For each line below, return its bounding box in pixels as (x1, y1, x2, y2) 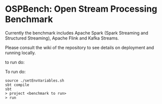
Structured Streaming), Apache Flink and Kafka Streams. (5, 35, 119, 41)
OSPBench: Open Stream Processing (5, 3, 158, 15)
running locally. (5, 50, 36, 56)
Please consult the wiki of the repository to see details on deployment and (5, 44, 154, 50)
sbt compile (5, 82, 29, 87)
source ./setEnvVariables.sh (5, 78, 64, 83)
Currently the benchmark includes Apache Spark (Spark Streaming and (5, 30, 149, 36)
